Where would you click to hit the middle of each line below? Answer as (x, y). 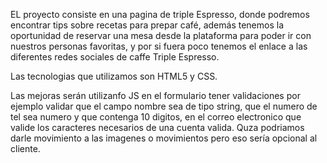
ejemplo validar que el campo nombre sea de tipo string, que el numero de (164, 106)
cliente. (25, 148)
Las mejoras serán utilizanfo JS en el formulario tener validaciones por (155, 95)
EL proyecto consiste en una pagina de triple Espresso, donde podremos (160, 14)
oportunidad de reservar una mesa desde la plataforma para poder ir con (161, 35)
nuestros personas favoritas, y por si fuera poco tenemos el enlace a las (159, 46)
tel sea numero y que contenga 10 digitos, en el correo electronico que (156, 117)
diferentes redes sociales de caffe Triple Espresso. (115, 57)
